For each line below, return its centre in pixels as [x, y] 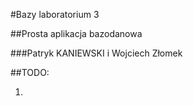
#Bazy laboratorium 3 [55, 14]
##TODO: [30, 72]
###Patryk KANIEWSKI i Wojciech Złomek [96, 53]
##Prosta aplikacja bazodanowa [76, 33]
